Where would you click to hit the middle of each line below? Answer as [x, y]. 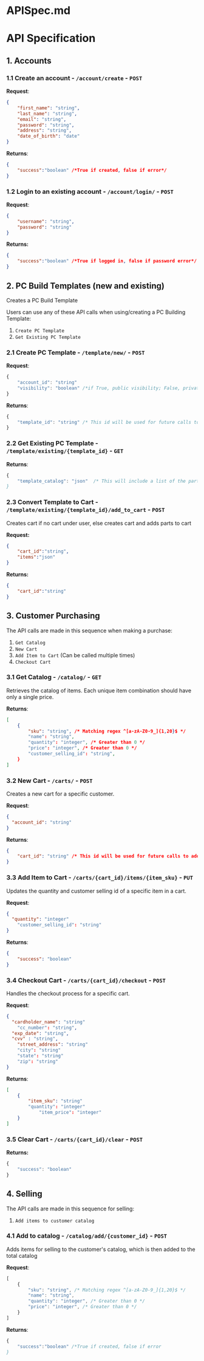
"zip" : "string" [38, 1061]
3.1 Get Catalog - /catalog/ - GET [54, 677]
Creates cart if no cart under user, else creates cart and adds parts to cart [99, 523]
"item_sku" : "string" [56, 1101]
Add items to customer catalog [55, 1221]
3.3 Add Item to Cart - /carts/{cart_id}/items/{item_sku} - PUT [100, 878]
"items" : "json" [36, 557]
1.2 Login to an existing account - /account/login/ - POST [90, 191]
